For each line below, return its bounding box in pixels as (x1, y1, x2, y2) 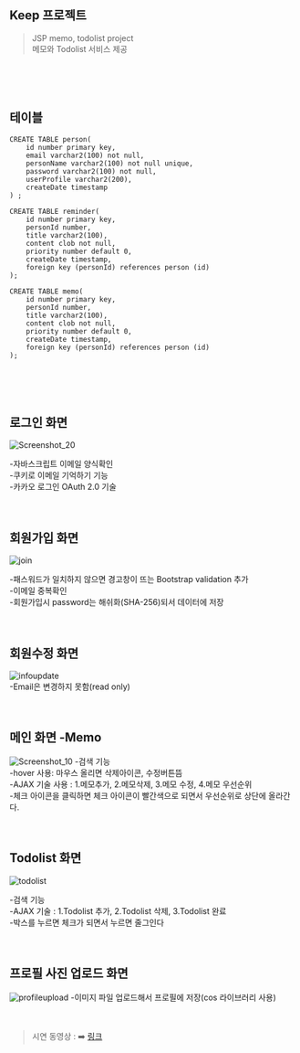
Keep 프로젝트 (9, 7, 87, 24)
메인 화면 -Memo (9, 729, 102, 746)
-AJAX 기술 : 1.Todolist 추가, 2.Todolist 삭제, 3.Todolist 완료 (9, 905, 227, 916)
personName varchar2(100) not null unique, (26, 158, 194, 168)
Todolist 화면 (9, 850, 82, 866)
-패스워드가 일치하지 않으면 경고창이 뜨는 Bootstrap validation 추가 (9, 574, 249, 585)
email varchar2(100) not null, (26, 151, 145, 160)
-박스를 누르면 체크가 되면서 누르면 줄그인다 (9, 917, 164, 928)
